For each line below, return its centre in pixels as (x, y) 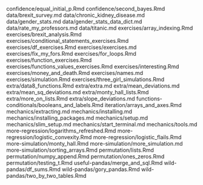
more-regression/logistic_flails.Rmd (137, 137)
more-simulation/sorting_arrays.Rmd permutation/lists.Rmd (80, 150)
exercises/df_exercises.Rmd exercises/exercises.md (72, 47)
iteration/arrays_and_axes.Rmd (143, 105)
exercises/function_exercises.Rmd (49, 60)
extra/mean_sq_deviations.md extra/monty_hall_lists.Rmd (78, 92)
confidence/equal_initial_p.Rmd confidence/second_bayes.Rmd (86, 9)
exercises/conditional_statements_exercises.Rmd (68, 41)
